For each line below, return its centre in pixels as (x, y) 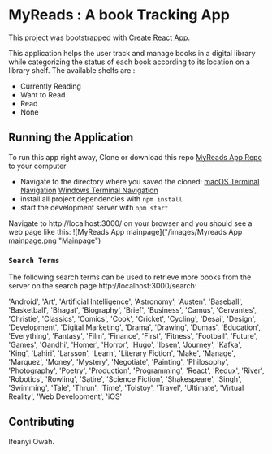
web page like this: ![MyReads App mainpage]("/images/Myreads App (125, 231)
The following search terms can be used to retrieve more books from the (130, 277)
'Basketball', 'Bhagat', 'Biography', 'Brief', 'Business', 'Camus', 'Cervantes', (133, 310)
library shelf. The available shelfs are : (72, 70)
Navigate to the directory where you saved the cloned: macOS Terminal (140, 181)
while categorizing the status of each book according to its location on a (129, 62)
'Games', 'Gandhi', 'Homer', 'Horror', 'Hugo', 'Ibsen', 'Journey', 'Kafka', (125, 345)
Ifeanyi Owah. (32, 441)
